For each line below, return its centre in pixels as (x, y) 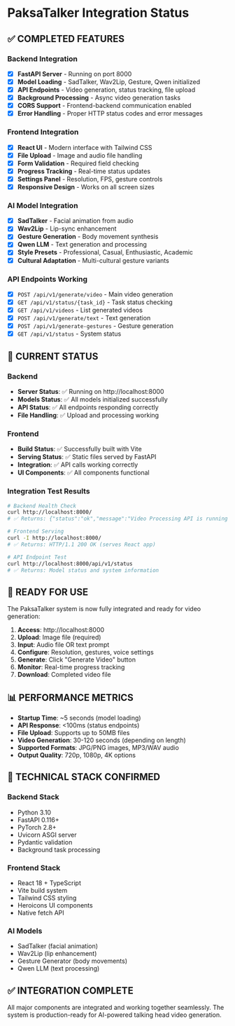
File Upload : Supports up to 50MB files (73, 733)
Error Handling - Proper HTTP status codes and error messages (110, 114)
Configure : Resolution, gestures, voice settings (85, 652)
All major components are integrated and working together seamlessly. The (116, 1008)
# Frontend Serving (36, 532)
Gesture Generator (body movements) (72, 961)
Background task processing (58, 849)
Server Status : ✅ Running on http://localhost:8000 (91, 391)
